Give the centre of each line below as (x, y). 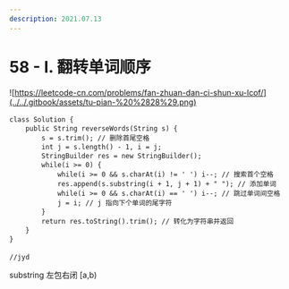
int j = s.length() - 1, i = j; (102, 147)
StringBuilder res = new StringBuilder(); (122, 156)
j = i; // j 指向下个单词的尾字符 (115, 203)
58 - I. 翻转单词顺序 (80, 67)
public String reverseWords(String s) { (102, 128)
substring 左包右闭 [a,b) (53, 275)
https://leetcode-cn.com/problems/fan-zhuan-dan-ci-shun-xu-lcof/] (140, 92)
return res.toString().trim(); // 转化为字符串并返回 (138, 221)
